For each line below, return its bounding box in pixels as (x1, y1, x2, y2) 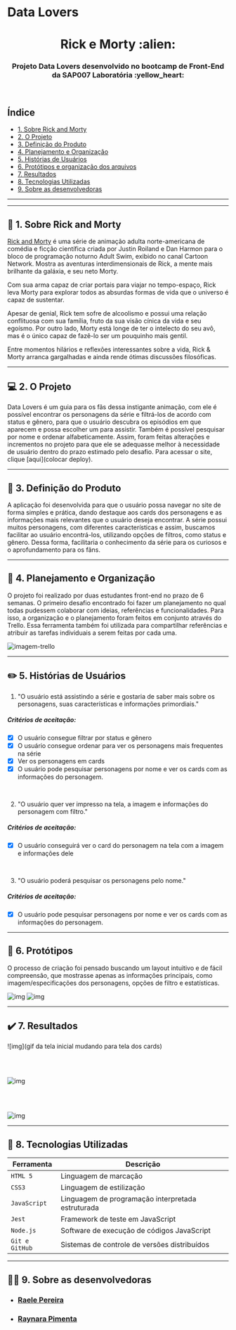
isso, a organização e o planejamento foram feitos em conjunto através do (7, 613, 222, 622)
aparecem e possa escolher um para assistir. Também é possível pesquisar (7, 425, 225, 434)
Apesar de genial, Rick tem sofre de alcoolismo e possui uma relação (7, 309, 207, 318)
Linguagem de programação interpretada (60, 1194, 197, 1204)
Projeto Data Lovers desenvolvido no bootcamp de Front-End (11, 61, 225, 71)
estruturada (60, 1203, 100, 1213)
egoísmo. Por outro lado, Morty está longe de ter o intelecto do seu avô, (7, 324, 216, 332)
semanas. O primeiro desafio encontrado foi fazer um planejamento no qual (7, 598, 226, 607)
